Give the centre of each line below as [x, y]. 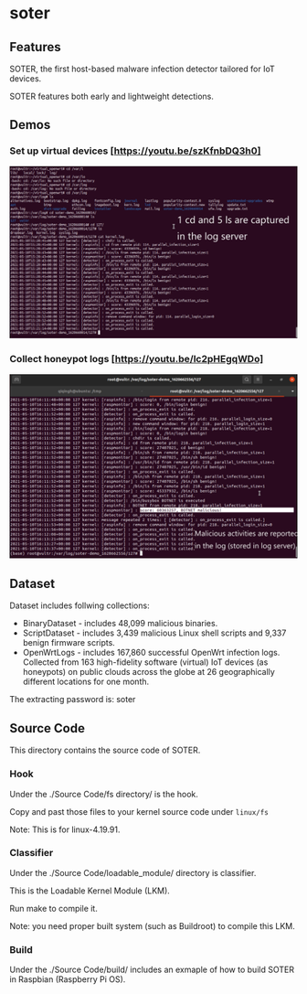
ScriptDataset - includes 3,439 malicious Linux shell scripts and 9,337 [154, 633]
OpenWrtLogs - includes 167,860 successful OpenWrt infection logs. [151, 653]
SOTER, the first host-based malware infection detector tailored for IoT [143, 69]
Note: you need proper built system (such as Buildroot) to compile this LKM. [152, 925]
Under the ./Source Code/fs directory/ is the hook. [104, 794]
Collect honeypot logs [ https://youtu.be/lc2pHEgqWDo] [137, 359]
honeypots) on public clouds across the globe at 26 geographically [149, 672]
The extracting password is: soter [73, 700]
